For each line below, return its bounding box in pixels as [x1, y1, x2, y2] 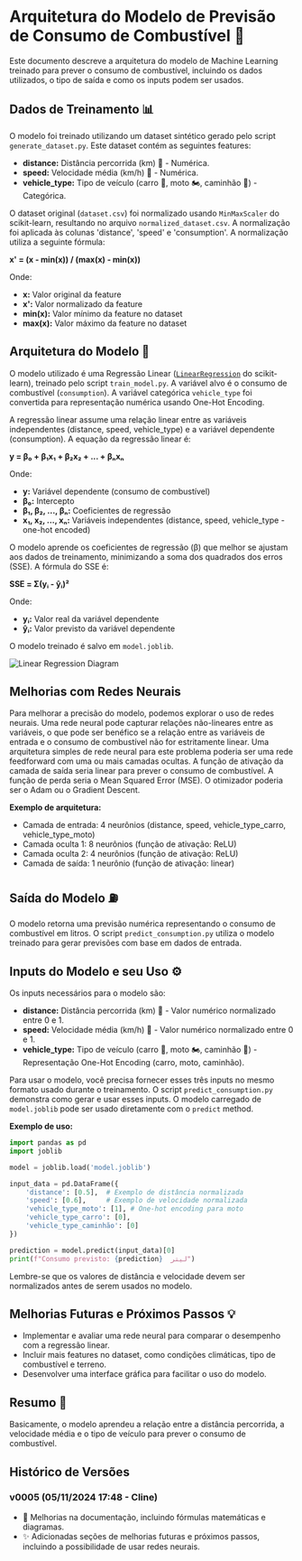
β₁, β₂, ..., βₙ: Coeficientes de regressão [22, 505, 171, 516]
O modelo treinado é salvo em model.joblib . [9, 640, 174, 651]
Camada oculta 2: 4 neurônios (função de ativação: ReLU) [22, 849, 239, 859]
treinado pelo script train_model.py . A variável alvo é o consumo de [35, 377, 288, 388]
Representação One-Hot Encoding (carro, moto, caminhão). [22, 1057, 245, 1067]
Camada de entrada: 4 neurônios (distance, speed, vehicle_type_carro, [22, 820, 287, 831]
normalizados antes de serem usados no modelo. [9, 1280, 193, 1291]
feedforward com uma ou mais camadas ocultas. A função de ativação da [9, 756, 284, 767]
